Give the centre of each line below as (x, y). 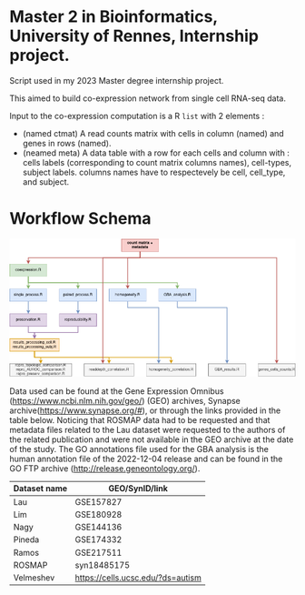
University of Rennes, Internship (134, 36)
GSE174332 (98, 540)
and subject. (46, 182)
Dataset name (40, 489)
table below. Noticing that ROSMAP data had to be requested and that (140, 419)
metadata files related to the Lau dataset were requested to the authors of (148, 429)
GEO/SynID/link (138, 489)
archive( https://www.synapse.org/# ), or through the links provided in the (145, 410)
